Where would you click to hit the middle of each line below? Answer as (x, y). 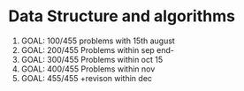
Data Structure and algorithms (122, 16)
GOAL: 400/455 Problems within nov (88, 69)
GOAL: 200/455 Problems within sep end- (97, 49)
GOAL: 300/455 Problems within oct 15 (92, 59)
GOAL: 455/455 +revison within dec (86, 78)
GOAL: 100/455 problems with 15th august (98, 41)
